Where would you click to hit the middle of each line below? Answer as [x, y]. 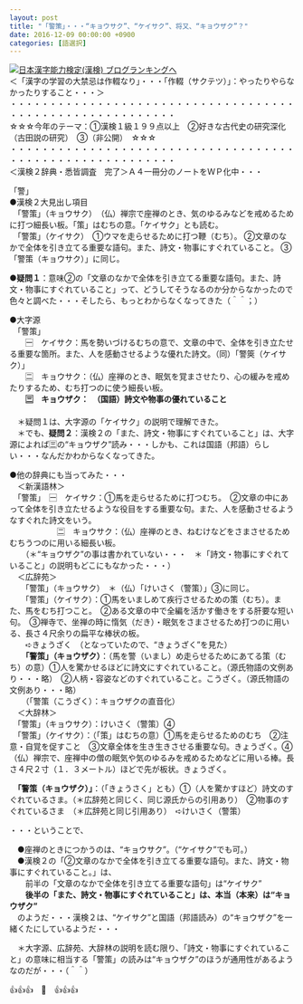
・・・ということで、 [49, 830]
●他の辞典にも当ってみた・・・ [69, 475]
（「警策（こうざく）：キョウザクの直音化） [102, 702]
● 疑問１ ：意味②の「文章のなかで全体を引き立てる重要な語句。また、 [142, 278]
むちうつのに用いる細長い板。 [65, 543]
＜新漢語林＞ [41, 486]
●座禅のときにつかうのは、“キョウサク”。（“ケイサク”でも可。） [135, 850]
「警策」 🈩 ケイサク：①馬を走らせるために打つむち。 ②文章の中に [149, 498]
